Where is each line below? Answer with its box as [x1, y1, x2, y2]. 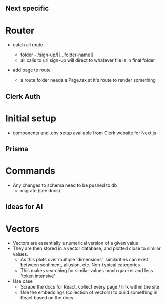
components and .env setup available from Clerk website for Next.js [12, 130, 156, 136]
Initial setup [5, 113, 56, 124]
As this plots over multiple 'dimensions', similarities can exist [20, 257, 149, 263]
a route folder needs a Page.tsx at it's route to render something [20, 77, 156, 83]
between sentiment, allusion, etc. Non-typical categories [20, 262, 140, 268]
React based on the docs [20, 295, 73, 301]
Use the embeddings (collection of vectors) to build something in [20, 289, 158, 295]
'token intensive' [20, 273, 55, 279]
